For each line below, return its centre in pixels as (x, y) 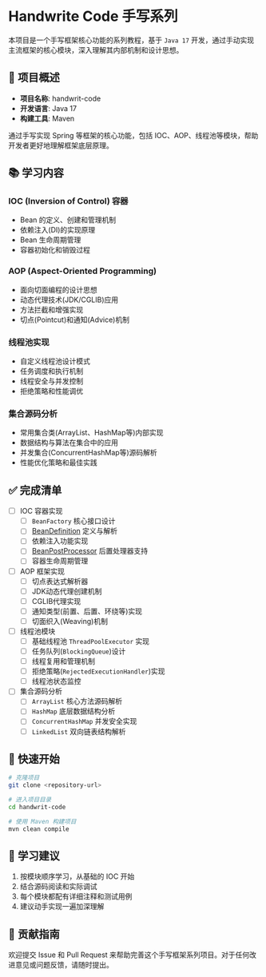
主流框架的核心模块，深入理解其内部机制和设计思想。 (96, 50)
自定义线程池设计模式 (55, 361)
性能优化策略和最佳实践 (58, 463)
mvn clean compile (39, 829)
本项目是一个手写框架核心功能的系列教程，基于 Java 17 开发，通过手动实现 (131, 40)
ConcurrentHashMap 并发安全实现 (84, 721)
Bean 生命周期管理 (50, 240)
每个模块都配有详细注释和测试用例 (76, 896)
